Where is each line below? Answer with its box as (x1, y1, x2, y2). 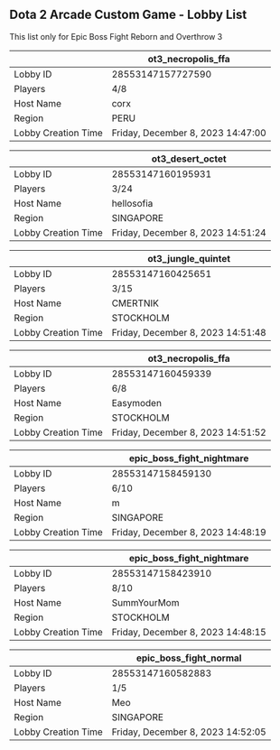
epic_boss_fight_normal (135, 652, 242, 664)
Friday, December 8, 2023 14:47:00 (111, 126, 266, 139)
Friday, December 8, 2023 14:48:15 (111, 625, 266, 638)
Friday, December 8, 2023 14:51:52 (111, 426, 266, 439)
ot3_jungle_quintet (147, 252, 231, 264)
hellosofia (111, 197, 154, 209)
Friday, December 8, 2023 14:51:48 (111, 326, 266, 338)
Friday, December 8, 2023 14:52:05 (111, 726, 266, 738)
